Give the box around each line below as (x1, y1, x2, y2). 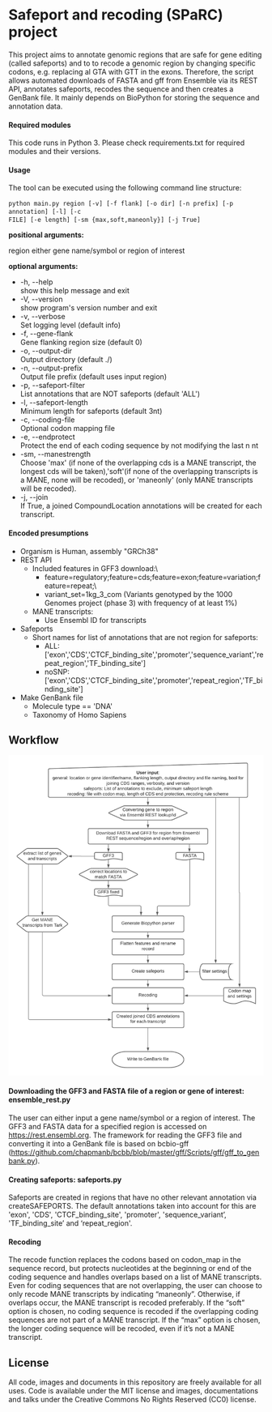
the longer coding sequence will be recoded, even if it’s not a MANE (8, 1324, 235, 1333)
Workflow (8, 733, 59, 747)
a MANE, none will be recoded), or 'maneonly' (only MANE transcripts (19, 476, 253, 485)
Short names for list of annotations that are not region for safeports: (32, 632, 259, 642)
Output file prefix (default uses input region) (19, 372, 168, 382)
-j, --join (19, 493, 49, 502)
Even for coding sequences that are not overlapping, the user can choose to (8, 1281, 263, 1290)
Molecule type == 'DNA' (32, 701, 113, 710)
